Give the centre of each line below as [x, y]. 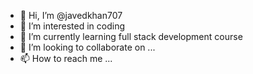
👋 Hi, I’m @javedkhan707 [71, 15]
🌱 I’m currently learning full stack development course [131, 36]
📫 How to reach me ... [66, 58]
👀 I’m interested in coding [72, 26]
